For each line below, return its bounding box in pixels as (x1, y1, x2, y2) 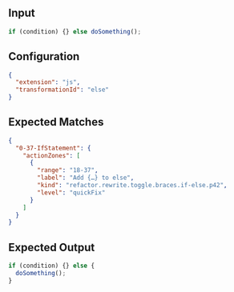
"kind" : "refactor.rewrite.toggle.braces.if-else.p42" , (37, 182, 228, 190)
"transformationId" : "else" (15, 86, 110, 94)
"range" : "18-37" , (37, 166, 99, 174)
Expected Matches (8, 115, 104, 129)
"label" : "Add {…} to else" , (37, 174, 135, 182)
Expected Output (8, 240, 95, 254)
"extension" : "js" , (15, 78, 81, 86)
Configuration (8, 50, 80, 63)
